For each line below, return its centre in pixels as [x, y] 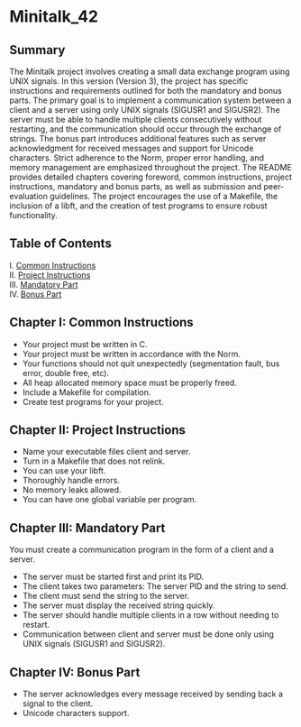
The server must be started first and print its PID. [113, 577]
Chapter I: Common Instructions [101, 322]
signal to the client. [58, 704]
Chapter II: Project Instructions [98, 430]
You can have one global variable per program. [109, 500]
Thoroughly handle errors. [71, 481]
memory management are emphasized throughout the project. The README [151, 167]
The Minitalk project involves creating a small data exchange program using [150, 71]
